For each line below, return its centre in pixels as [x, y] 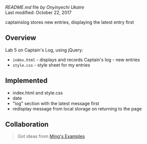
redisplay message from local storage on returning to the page [77, 108]
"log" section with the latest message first [56, 103]
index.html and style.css [38, 92]
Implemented [26, 81]
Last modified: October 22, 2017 [38, 12]
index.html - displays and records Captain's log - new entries [76, 59]
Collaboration [27, 124]
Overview [21, 38]
